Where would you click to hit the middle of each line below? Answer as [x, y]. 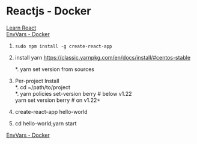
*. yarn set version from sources [55, 69]
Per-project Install [37, 81]
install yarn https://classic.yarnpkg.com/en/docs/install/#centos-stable [103, 57]
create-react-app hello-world [51, 111]
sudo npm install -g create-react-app [63, 46]
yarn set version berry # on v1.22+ [58, 100]
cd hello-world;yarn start [46, 123]
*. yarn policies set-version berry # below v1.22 [73, 93]
